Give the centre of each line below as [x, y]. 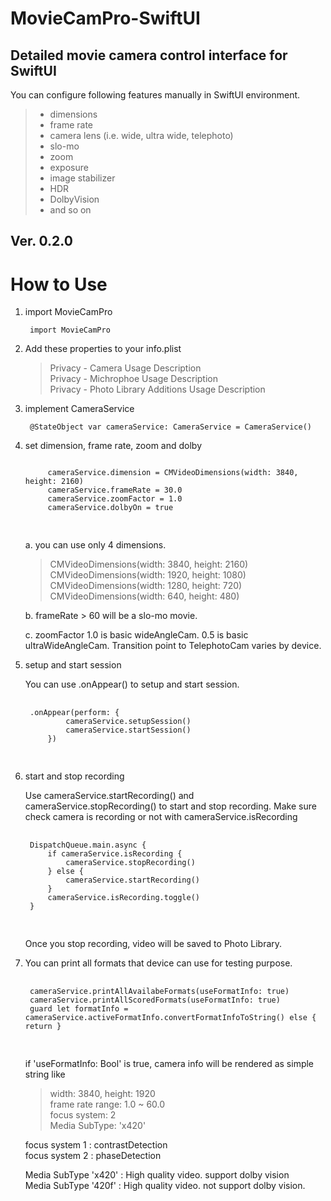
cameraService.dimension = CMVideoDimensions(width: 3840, [173, 473]
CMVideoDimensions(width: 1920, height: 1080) [148, 575]
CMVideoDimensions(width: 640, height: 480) [144, 596]
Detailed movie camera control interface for [149, 55]
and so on [70, 210]
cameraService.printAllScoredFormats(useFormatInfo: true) [155, 1000]
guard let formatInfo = [79, 1009]
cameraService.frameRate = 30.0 [115, 490]
